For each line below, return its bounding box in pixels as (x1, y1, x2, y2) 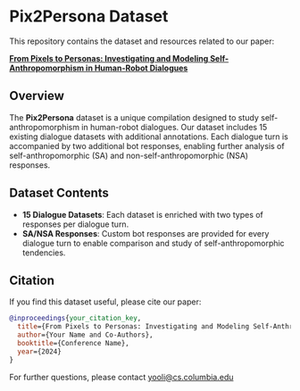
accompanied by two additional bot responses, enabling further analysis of (9, 140, 285, 151)
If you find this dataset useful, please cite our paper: (9, 296, 202, 307)
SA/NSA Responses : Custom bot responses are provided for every (21, 228, 270, 238)
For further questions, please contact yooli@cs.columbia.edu (9, 371, 234, 382)
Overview (9, 88, 65, 104)
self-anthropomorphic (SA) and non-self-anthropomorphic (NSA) (9, 150, 248, 161)
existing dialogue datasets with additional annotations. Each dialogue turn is (9, 131, 288, 142)
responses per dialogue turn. (21, 219, 129, 229)
